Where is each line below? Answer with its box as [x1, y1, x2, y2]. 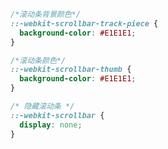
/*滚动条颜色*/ [10, 55, 67, 65]
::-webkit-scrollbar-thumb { [10, 65, 132, 75]
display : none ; [19, 120, 83, 130]
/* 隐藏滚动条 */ [10, 101, 75, 111]
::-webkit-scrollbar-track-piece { [10, 18, 159, 29]
